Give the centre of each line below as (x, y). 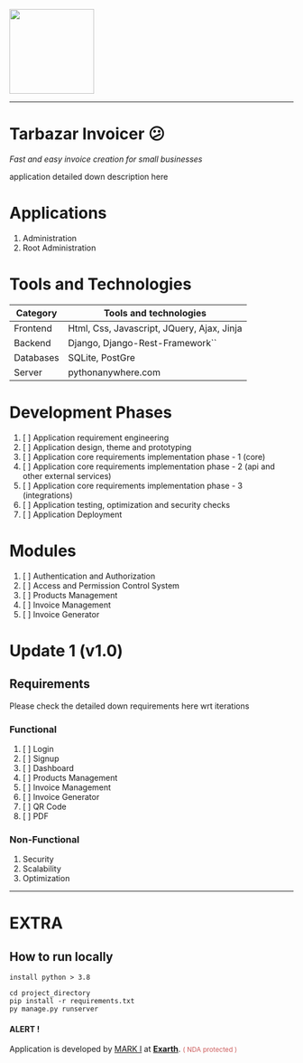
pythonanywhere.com (114, 372)
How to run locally (61, 957)
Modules (43, 550)
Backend (32, 343)
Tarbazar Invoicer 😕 (87, 134)
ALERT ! (25, 1029)
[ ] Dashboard (48, 767)
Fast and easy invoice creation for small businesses (106, 159)
